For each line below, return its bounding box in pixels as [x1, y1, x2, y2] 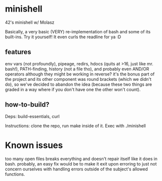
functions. [5, 171, 25, 177]
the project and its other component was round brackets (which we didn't [5, 76, 151, 82]
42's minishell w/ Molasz [5, 19, 55, 25]
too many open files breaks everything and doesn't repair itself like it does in [5, 156, 158, 162]
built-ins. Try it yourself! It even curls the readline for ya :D [5, 34, 121, 40]
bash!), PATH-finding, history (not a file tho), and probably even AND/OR [5, 66, 149, 72]
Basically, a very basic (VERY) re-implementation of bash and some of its [5, 29, 151, 34]
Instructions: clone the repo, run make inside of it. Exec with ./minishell [5, 122, 146, 129]
